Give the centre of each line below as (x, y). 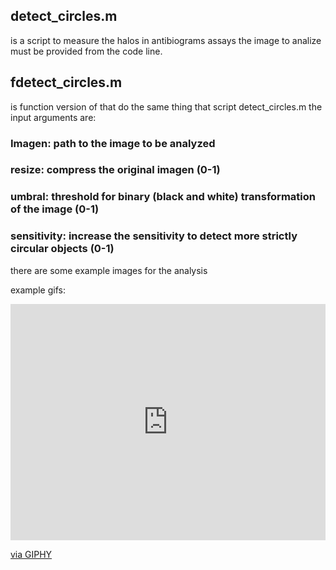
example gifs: (38, 290)
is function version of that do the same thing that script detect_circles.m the (166, 106)
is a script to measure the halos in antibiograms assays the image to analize (166, 40)
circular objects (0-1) (62, 249)
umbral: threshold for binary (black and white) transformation (163, 197)
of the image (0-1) (55, 209)
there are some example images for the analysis (109, 270)
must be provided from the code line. (86, 51)
